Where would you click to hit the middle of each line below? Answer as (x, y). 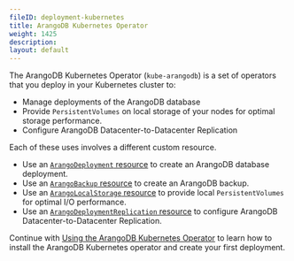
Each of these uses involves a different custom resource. (113, 148)
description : (33, 42)
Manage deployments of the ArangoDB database (111, 102)
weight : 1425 (33, 34)
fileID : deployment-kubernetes (67, 17)
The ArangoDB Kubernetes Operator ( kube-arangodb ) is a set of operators (143, 75)
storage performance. (62, 121)
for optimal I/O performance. (74, 202)
